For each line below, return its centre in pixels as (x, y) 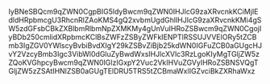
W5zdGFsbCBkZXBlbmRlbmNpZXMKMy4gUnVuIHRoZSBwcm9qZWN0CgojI (135, 28)
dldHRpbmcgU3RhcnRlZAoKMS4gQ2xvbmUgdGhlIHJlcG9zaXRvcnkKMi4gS (135, 20)
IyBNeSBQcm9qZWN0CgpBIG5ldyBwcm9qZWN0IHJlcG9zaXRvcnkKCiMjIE (133, 12)
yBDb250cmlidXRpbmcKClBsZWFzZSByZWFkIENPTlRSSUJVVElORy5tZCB (133, 37)
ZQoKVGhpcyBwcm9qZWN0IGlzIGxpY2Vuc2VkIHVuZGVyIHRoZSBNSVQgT (134, 62)
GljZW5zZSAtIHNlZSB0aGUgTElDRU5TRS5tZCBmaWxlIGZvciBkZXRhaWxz (132, 71)
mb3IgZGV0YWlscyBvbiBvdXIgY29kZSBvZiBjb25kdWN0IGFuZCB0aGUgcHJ (135, 46)
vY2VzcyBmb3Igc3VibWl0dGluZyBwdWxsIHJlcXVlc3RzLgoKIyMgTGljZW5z (134, 54)
